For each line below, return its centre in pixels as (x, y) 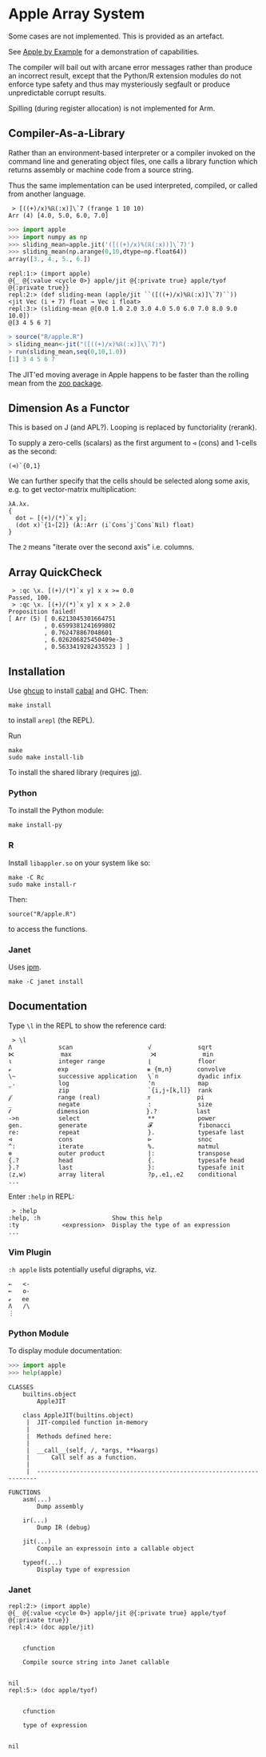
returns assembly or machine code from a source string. (101, 170)
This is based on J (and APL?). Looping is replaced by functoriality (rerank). (133, 427)
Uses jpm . (25, 967)
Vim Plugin (30, 1252)
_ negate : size (111, 1104)
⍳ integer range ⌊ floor (112, 1061)
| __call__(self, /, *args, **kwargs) (92, 1451)
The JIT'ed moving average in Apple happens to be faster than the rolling (129, 374)
